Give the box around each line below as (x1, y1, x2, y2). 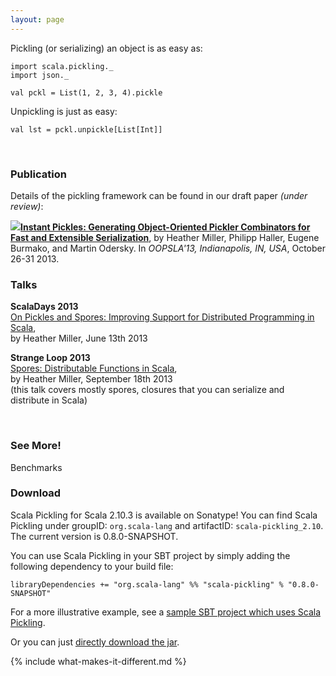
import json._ (10, 70, 70, 80)
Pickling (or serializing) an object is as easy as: (10, 42, 203, 54)
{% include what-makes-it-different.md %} (10, 655, 187, 667)
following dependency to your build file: (10, 560, 174, 572)
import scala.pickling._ (10, 61, 114, 71)
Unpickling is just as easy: (10, 105, 118, 117)
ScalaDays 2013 (10, 301, 79, 313)
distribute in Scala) (10, 394, 88, 406)
